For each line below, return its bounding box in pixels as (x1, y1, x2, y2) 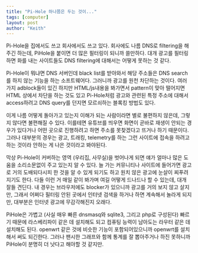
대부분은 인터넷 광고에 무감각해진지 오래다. (14, 198, 112, 206)
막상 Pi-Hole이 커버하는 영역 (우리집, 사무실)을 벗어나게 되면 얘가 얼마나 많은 (6, 154, 183, 161)
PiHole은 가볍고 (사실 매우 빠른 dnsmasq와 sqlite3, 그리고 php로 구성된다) (6, 211, 179, 218)
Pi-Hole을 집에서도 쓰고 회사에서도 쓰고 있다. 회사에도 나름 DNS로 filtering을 (6, 42, 183, 49)
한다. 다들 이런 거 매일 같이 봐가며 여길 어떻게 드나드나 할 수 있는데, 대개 (21, 176, 187, 184)
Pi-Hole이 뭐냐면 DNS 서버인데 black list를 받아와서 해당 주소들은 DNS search (6, 69, 188, 77)
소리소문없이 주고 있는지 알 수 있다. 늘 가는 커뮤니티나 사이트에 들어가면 (17, 161, 181, 169)
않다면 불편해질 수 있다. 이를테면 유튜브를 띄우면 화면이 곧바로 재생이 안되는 (12, 119, 186, 126)
